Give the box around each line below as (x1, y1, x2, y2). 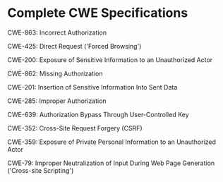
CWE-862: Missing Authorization (7, 69, 103, 78)
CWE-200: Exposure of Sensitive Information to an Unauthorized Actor (7, 55, 213, 64)
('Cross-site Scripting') (7, 166, 74, 174)
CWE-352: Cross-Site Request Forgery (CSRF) (7, 123, 143, 132)
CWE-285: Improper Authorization (7, 97, 107, 105)
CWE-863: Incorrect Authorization (7, 28, 107, 37)
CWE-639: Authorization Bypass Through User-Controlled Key (7, 110, 189, 119)
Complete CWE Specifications (7, 5, 188, 21)
